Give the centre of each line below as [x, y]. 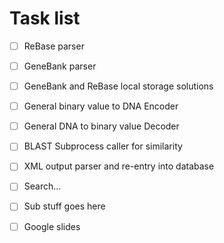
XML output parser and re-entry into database [119, 166]
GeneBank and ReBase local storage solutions [118, 86]
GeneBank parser [60, 66]
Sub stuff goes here [64, 206]
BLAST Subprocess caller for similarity [103, 146]
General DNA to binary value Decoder [101, 126]
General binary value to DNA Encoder [101, 106]
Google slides [52, 226]
